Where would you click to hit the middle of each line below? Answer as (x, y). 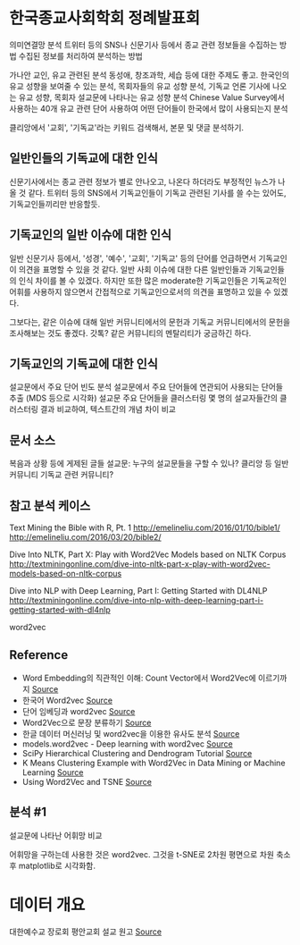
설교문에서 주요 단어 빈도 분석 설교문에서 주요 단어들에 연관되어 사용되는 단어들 (146, 387)
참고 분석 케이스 (50, 506)
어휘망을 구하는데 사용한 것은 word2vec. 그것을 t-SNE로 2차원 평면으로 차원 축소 (150, 854)
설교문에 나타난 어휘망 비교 (56, 835)
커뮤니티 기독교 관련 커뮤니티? (62, 475)
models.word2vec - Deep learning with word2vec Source (128, 744)
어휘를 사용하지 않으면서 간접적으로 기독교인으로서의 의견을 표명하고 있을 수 (141, 291)
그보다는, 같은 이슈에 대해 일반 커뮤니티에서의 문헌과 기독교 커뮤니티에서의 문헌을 (150, 322)
